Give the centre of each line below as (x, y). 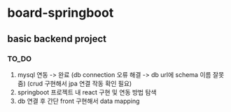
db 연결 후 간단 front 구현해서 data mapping (78, 101)
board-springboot (61, 13)
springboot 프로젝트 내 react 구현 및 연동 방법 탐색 (87, 92)
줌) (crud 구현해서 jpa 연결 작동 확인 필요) (75, 83)
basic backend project (57, 39)
